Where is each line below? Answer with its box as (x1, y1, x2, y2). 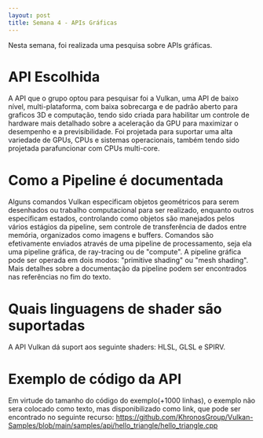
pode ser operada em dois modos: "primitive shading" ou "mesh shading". (8, 256, 249, 265)
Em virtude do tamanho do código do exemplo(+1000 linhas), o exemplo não (8, 396, 256, 405)
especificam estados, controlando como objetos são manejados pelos (8, 214, 236, 224)
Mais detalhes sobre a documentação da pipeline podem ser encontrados (8, 264, 247, 273)
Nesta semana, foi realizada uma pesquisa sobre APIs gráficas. (8, 40, 213, 49)
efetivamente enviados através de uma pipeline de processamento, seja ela (8, 239, 253, 248)
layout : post (8, 11, 51, 20)
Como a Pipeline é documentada (8, 171, 224, 189)
